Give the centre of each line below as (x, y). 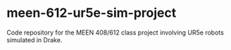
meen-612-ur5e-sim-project (92, 13)
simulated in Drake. (35, 39)
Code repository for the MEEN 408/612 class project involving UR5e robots (115, 32)
